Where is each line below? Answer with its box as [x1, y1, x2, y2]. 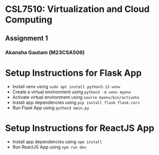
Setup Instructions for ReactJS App [5, 122, 155, 134]
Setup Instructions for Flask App [5, 67, 142, 78]
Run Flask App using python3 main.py [12, 105, 89, 111]
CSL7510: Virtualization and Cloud [5, 3, 150, 15]
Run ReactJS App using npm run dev [12, 144, 87, 150]
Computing [5, 14, 53, 25]
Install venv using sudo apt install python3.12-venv [12, 84, 121, 90]
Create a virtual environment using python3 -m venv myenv [12, 89, 131, 95]
